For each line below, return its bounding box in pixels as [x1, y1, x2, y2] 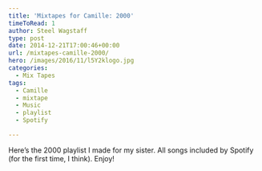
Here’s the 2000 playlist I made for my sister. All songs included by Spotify [8, 145, 254, 155]
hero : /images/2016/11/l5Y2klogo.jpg [8, 57, 135, 65]
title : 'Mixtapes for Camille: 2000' [8, 11, 135, 20]
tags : [8, 79, 26, 87]
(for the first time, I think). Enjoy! [8, 153, 115, 163]
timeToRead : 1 [8, 19, 56, 27]
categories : [8, 64, 48, 72]
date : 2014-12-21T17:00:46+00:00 [8, 42, 120, 50]
